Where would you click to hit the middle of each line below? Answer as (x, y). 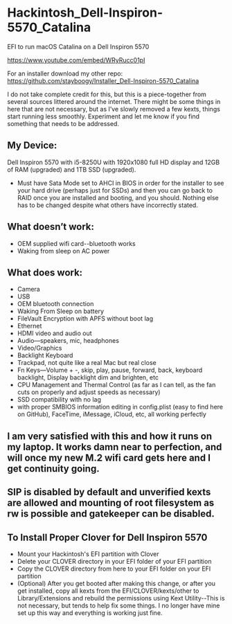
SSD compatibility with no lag (59, 400)
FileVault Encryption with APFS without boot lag (85, 319)
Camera (28, 289)
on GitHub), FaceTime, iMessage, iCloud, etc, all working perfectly (111, 414)
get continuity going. (53, 469)
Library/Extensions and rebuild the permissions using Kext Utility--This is (121, 598)
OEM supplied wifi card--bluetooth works (77, 243)
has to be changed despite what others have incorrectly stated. (108, 205)
